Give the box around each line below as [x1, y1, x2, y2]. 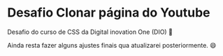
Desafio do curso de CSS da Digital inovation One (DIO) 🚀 [7, 28, 173, 36]
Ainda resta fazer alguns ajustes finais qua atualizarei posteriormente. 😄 [7, 41, 217, 49]
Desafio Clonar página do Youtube [7, 5, 211, 21]
